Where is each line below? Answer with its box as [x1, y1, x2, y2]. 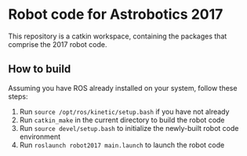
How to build [8, 63, 71, 76]
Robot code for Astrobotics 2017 [8, 5, 223, 24]
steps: [8, 92, 28, 101]
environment [19, 132, 61, 141]
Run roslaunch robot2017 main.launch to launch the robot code [19, 140, 225, 150]
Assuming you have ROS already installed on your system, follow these [8, 83, 238, 93]
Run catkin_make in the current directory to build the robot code [19, 115, 225, 125]
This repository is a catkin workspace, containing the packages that [8, 31, 227, 41]
